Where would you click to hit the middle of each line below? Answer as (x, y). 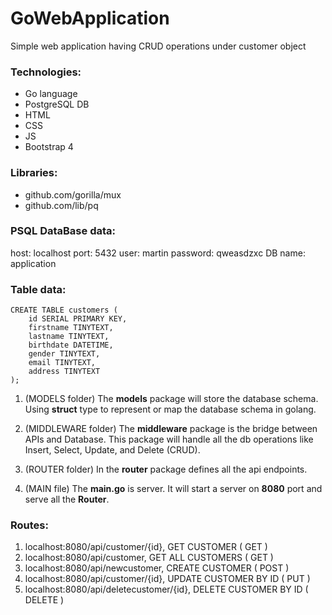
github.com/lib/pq (61, 205)
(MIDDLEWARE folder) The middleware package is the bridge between (171, 429)
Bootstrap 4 (49, 147)
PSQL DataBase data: (63, 231)
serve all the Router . (67, 499)
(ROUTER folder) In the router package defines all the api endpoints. (166, 469)
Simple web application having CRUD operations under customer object (158, 46)
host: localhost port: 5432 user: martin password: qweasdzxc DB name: (158, 253)
